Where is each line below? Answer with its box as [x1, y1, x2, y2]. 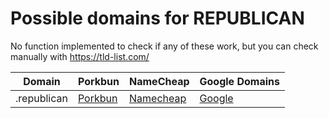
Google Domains [199, 74, 280, 88]
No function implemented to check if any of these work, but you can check [10, 40, 319, 52]
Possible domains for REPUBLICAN [10, 7, 305, 30]
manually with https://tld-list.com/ [10, 50, 150, 62]
